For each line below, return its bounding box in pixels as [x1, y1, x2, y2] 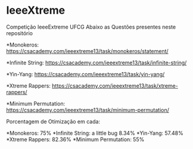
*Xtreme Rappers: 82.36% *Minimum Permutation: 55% [6, 135, 145, 143]
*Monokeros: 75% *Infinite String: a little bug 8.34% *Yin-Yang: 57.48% [6, 129, 183, 136]
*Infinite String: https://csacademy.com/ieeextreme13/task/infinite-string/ [6, 59, 187, 66]
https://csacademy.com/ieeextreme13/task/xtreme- [51, 82, 179, 89]
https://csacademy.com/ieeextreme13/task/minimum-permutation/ [6, 106, 170, 113]
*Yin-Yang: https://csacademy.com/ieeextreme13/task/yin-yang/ [6, 70, 165, 77]
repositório [6, 29, 33, 36]
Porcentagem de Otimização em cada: [6, 117, 100, 125]
